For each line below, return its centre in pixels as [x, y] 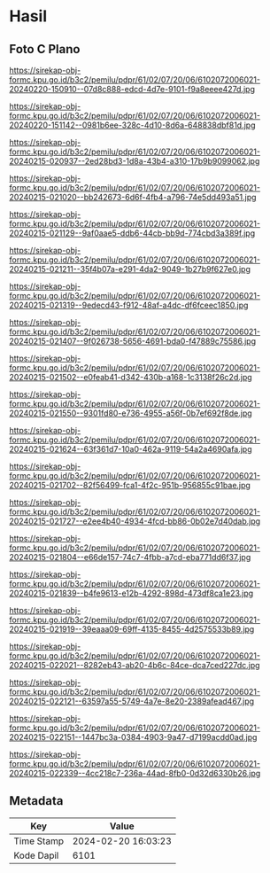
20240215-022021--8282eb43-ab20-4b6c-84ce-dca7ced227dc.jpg [135, 665]
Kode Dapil [36, 855]
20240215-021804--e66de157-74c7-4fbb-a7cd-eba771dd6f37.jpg [130, 557]
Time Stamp [39, 841]
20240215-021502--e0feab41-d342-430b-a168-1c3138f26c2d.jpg [131, 377]
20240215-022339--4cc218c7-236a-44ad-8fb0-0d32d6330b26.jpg [135, 773]
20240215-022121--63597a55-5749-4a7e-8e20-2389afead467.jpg [132, 701]
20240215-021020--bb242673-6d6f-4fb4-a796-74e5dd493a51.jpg [133, 197]
